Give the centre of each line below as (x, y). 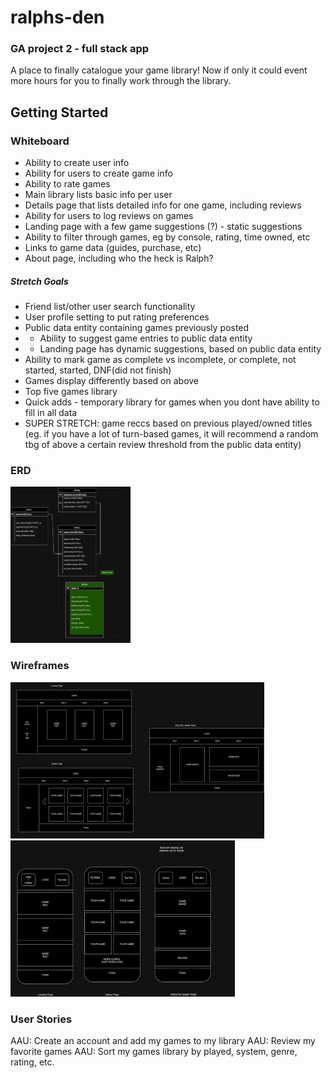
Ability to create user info (77, 163)
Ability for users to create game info (98, 173)
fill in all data (51, 413)
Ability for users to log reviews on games (109, 216)
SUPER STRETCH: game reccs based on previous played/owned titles (168, 423)
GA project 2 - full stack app (80, 49)
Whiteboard (40, 141)
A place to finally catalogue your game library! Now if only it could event (159, 70)
